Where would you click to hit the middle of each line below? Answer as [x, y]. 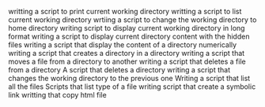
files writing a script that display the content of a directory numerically [123, 45]
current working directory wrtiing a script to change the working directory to [132, 20]
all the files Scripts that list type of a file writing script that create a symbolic [132, 87]
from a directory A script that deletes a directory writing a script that [119, 70]
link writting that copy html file [57, 95]
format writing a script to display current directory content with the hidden [129, 36]
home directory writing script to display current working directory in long [127, 28]
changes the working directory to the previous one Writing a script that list [129, 78]
